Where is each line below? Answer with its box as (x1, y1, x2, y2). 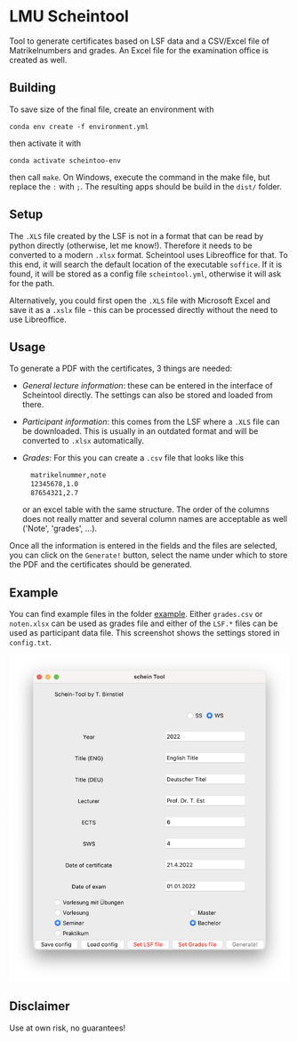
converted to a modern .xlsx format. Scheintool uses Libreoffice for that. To (9, 249, 289, 260)
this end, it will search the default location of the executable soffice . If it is (9, 259, 283, 269)
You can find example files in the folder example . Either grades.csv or (9, 609, 263, 620)
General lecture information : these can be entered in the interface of (21, 381, 273, 391)
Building (9, 80, 56, 95)
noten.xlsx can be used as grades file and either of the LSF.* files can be (9, 618, 278, 629)
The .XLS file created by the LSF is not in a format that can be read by (9, 230, 264, 241)
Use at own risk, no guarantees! (9, 1022, 126, 1033)
